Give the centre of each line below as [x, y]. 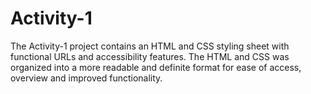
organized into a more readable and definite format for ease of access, [156, 67]
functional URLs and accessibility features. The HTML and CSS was [150, 56]
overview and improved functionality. [86, 78]
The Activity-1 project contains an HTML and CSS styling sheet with [150, 46]
